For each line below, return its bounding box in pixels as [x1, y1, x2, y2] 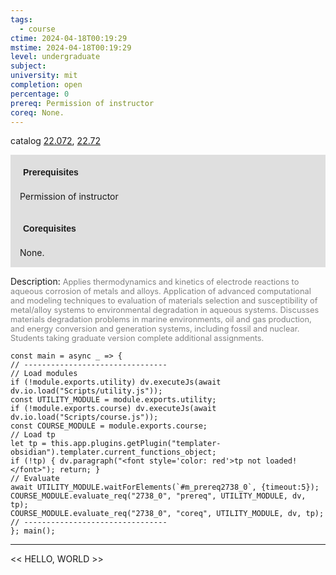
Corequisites [23, 223, 77, 235]
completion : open [10, 80, 83, 90]
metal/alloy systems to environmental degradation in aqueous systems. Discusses [10, 305, 320, 316]
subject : [10, 61, 47, 71]
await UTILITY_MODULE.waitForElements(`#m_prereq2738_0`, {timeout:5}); [10, 482, 320, 493]
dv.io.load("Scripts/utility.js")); [10, 386, 163, 396]
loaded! [265, 456, 298, 466]
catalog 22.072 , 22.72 [10, 135, 101, 147]
